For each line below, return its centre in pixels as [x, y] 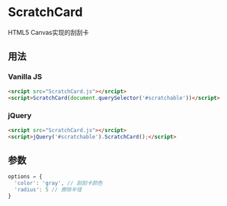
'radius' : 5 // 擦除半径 [48, 189]
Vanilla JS [25, 77]
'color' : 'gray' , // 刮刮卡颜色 [58, 183]
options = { [25, 177]
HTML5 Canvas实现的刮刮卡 [48, 32]
